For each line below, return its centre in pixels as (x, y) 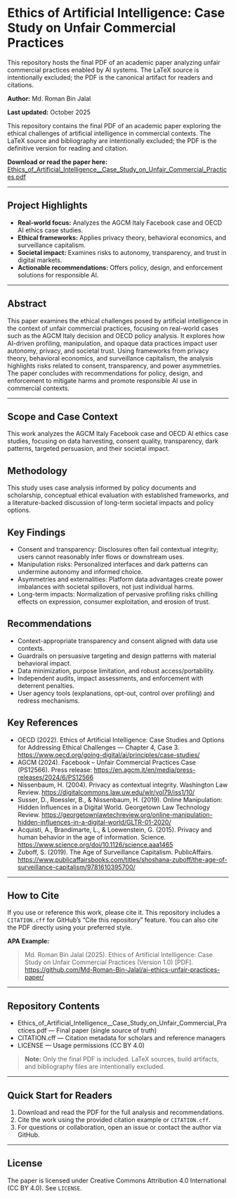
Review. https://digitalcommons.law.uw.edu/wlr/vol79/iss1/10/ (106, 792)
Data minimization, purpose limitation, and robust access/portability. (116, 670)
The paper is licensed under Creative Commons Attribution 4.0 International (117, 1180)
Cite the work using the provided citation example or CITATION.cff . (114, 1120)
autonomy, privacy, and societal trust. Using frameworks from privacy (108, 351)
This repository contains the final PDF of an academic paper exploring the (114, 125)
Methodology (38, 471)
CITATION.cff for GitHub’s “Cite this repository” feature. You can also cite (113, 920)
